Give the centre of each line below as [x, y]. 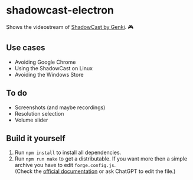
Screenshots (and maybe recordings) [60, 107]
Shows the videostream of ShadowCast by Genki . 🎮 [70, 27]
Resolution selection [39, 113]
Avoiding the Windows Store [49, 74]
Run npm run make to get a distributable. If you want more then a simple [101, 159]
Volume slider [31, 120]
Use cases [26, 48]
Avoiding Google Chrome [45, 62]
